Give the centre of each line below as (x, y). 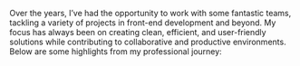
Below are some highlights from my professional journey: (116, 52)
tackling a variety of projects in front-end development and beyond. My (143, 23)
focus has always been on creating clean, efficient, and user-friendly (138, 32)
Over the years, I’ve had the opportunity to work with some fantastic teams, (150, 13)
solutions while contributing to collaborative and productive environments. (148, 42)
